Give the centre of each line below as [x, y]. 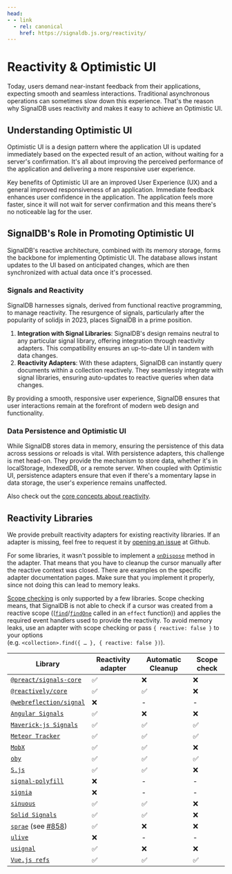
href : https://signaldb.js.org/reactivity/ [83, 33]
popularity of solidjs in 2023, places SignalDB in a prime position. [100, 320]
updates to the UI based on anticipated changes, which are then [98, 265]
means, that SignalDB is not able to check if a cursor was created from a [110, 606]
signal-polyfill [37, 781]
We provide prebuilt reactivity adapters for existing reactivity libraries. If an [114, 535]
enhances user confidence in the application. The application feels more [110, 197]
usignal [23, 849]
